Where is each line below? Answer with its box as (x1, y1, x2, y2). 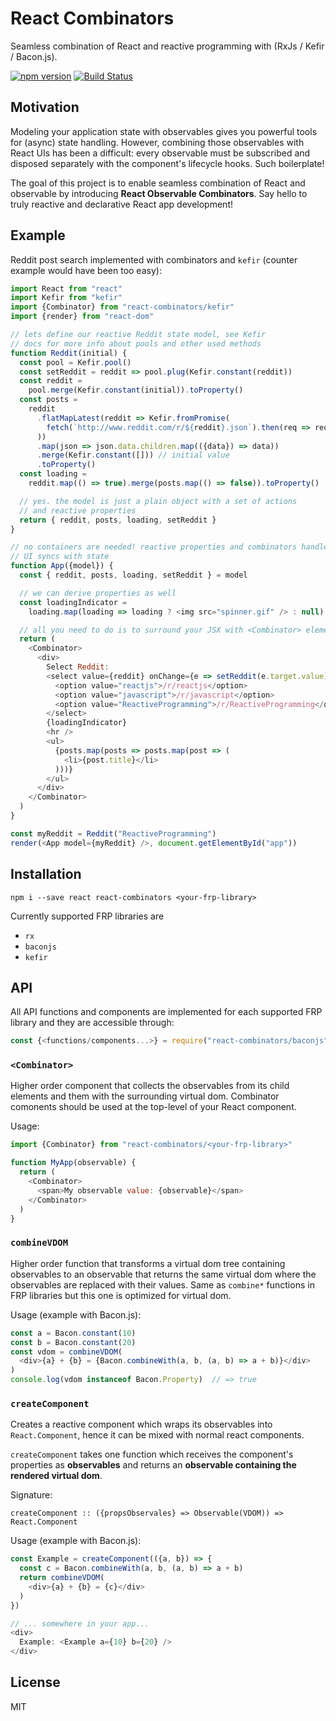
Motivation (10, 99, 80, 116)
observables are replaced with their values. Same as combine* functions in (10, 1278, 315, 1291)
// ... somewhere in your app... (10, 1618, 150, 1629)
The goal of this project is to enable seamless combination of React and (10, 177, 306, 189)
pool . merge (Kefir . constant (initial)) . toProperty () (28, 385, 244, 396)
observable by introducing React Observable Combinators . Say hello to (10, 187, 308, 199)
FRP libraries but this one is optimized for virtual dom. (10, 1289, 232, 1301)
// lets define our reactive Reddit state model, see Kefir (10, 330, 267, 340)
